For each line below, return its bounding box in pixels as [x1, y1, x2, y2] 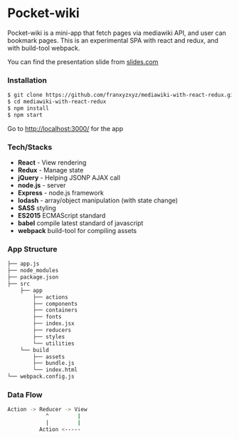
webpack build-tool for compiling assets [17, 227, 137, 235]
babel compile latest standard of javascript [17, 219, 144, 227]
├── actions [33, 294, 69, 301]
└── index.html [33, 366, 78, 373]
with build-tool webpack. [7, 43, 80, 52]
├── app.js [7, 260, 40, 268]
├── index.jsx [33, 320, 75, 327]
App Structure [7, 244, 58, 254]
